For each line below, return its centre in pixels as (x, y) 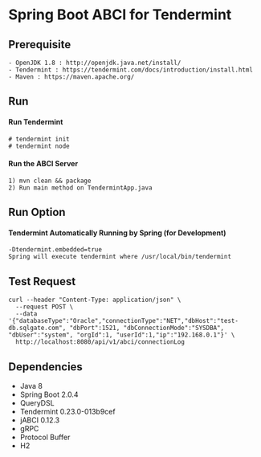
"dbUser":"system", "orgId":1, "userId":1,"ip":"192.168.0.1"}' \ (122, 335)
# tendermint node (39, 146)
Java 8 (31, 386)
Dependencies (45, 367)
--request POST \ (45, 307)
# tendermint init (39, 139)
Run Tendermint (36, 121)
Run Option (37, 212)
